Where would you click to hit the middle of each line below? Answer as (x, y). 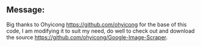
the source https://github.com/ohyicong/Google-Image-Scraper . (87, 37)
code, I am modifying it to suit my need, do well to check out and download (100, 31)
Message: (26, 10)
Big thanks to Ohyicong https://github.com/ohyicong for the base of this (97, 24)
